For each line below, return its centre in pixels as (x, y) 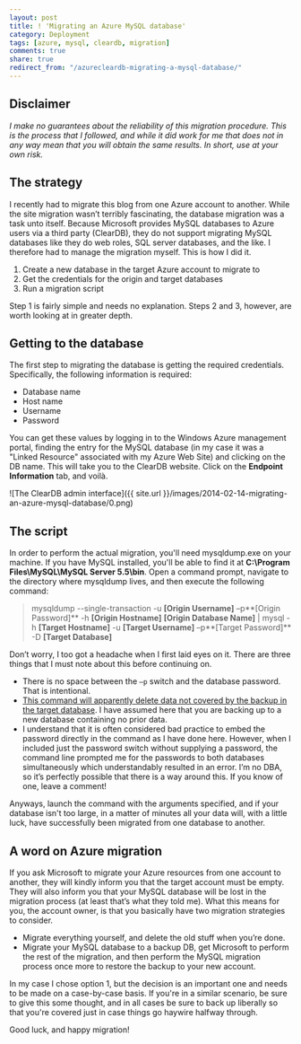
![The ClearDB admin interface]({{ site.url (85, 494)
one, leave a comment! (64, 786)
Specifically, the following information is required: (101, 374)
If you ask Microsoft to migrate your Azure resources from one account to (145, 873)
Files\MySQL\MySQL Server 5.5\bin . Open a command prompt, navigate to (149, 572)
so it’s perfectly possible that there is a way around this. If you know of (153, 776)
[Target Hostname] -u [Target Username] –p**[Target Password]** (165, 627)
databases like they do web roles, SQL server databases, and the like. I (140, 242)
